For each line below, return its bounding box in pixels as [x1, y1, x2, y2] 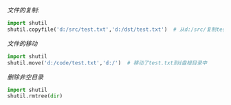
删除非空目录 [7, 73, 43, 81]
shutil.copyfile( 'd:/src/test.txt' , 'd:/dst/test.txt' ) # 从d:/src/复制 [7, 26, 217, 33]
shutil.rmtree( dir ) [7, 93, 63, 100]
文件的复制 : [7, 6, 40, 14]
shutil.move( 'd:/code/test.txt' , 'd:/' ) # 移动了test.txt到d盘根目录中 [7, 59, 208, 67]
